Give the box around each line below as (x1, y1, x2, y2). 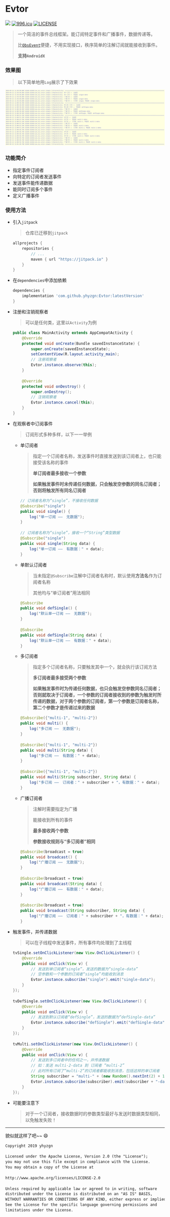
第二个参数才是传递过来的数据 (32, 705, 95, 711)
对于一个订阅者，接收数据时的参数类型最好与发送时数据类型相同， (25, 1110, 163, 1117)
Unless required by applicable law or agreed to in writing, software (5, 1186, 157, 1191)
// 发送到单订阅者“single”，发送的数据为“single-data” (31, 966, 138, 972)
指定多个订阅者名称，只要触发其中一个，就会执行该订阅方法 (32, 664, 157, 670)
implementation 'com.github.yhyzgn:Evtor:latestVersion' (22, 294, 145, 299)
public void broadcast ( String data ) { (20, 881, 102, 886)
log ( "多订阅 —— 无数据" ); (29, 726, 81, 732)
